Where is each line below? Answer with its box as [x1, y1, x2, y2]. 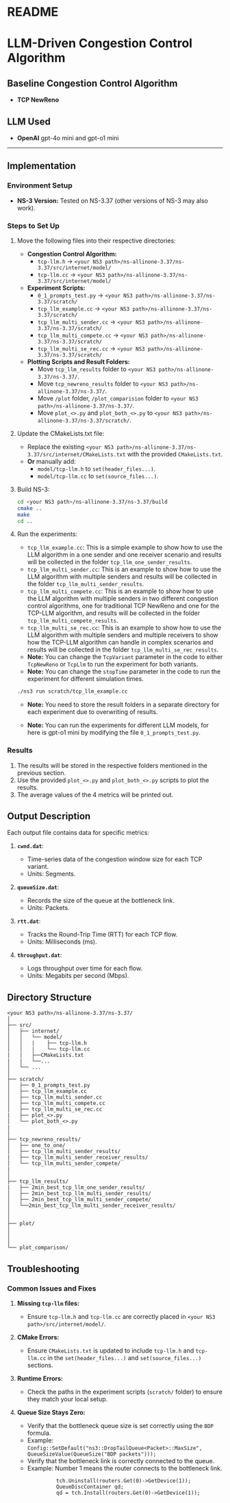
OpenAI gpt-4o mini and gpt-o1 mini [16, 134, 119, 142]
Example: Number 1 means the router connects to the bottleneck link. [27, 1464, 222, 1472]
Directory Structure [7, 991, 92, 1003]
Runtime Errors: [16, 1374, 64, 1382]
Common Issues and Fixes [7, 1283, 97, 1293]
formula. [27, 1429, 51, 1437]
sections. [27, 1361, 53, 1369]
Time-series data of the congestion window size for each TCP [27, 855, 203, 863]
